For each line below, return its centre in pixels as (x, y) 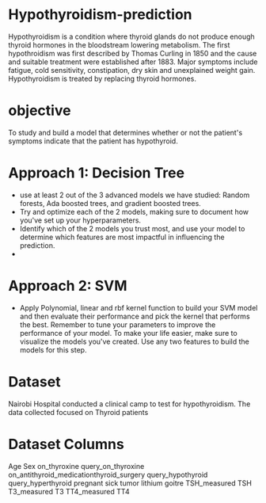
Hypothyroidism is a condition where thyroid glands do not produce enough (131, 36)
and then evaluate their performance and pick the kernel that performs (135, 316)
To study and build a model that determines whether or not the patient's (125, 132)
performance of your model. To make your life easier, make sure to (128, 333)
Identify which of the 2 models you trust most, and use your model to (132, 228)
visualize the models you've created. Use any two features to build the (134, 341)
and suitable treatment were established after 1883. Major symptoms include (133, 62)
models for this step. (53, 349)
